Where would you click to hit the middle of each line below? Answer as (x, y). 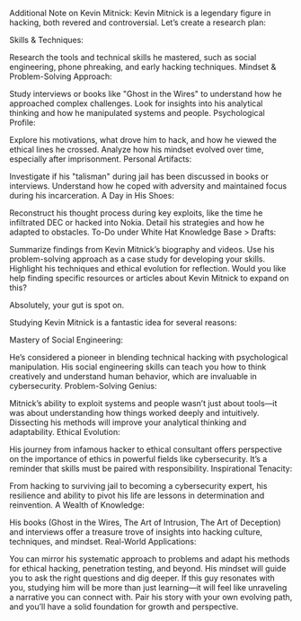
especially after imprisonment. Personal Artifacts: (101, 159)
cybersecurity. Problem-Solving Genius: (83, 386)
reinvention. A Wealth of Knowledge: (77, 505)
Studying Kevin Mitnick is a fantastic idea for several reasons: (123, 322)
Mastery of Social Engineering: (66, 340)
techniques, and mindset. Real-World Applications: (103, 541)
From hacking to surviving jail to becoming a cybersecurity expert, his (138, 486)
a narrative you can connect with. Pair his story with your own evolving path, (151, 597)
